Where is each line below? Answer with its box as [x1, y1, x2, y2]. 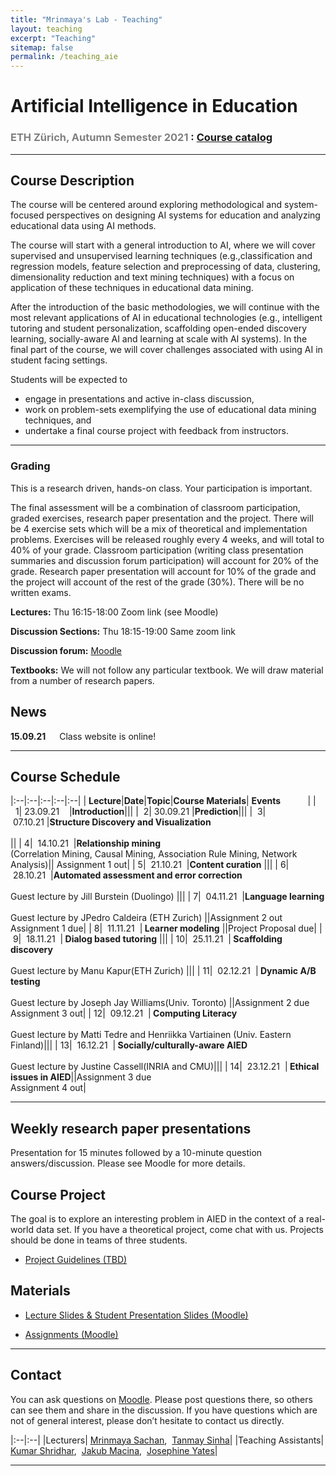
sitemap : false [10, 42, 74, 53]
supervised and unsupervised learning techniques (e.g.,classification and [10, 250, 313, 262]
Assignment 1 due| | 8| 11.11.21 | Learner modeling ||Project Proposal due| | [10, 922, 323, 935]
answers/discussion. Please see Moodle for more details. [10, 1157, 246, 1170]
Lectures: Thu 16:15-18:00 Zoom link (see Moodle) [10, 606, 219, 618]
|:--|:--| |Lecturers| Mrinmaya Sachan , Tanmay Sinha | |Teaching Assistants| [10, 1434, 325, 1446]
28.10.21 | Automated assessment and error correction [12, 869, 243, 881]
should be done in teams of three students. [10, 1234, 188, 1246]
